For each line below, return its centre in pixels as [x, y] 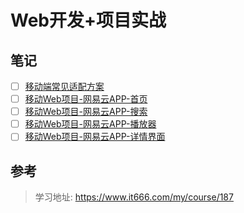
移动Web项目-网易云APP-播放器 [90, 124]
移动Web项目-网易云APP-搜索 [86, 112]
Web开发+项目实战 [88, 20]
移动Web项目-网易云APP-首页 [86, 99]
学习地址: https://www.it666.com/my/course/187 [134, 197]
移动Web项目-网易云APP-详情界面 [95, 137]
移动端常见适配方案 [64, 86]
